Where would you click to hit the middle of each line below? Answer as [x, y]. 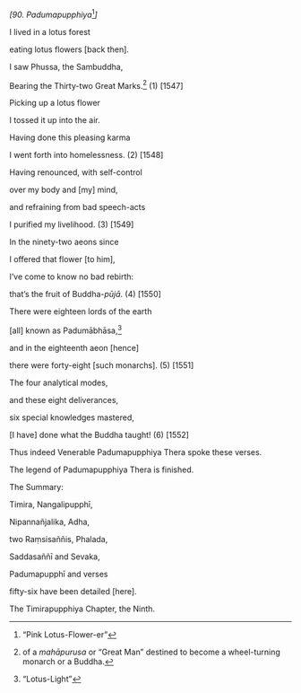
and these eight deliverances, [64, 399]
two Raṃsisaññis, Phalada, [59, 539]
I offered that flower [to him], [62, 259]
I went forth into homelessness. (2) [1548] [86, 155]
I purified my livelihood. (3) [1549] [72, 224]
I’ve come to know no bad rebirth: [72, 276]
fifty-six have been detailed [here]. [73, 591]
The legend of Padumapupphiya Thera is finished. [102, 469]
